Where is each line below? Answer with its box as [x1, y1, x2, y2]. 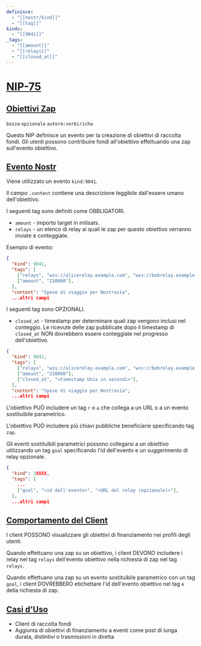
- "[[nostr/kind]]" [11, 14, 61, 21]
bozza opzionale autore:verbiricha [6, 121, 93, 127]
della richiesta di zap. [6, 587, 59, 594]
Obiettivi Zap [6, 104, 56, 114]
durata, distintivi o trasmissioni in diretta [14, 633, 114, 641]
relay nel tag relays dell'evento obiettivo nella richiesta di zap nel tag [6, 556, 178, 563]
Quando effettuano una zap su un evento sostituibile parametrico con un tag [6, 574, 196, 581]
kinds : [6, 25, 23, 32]
